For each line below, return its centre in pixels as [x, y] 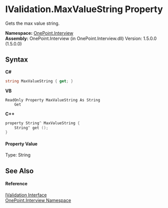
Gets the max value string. [33, 23]
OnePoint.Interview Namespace [38, 200]
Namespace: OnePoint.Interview [39, 33]
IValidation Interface [26, 195]
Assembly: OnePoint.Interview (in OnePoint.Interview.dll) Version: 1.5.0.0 [81, 38]
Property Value [21, 144]
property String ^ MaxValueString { [43, 123]
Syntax [17, 60]
